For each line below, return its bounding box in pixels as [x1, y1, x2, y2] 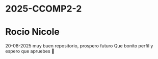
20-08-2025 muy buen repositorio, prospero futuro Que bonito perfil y [5, 43, 153, 49]
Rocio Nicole [5, 26, 60, 38]
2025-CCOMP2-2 [5, 3, 82, 15]
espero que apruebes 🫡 [5, 48, 55, 54]
